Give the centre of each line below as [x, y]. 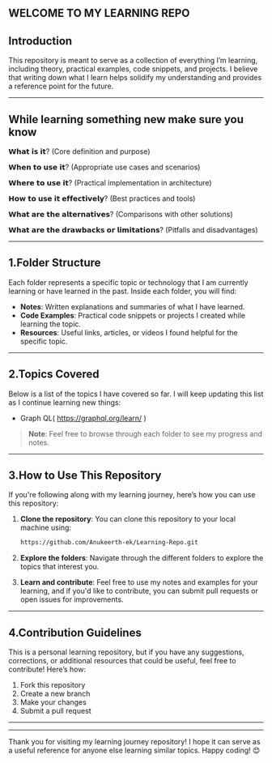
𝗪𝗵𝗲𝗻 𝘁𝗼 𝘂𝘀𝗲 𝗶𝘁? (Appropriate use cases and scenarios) [104, 167]
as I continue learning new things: [65, 402]
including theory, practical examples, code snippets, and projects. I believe [133, 69]
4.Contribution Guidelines [75, 632]
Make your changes [53, 702]
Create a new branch [55, 694]
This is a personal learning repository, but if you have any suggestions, [126, 652]
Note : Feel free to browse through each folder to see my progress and [145, 433]
